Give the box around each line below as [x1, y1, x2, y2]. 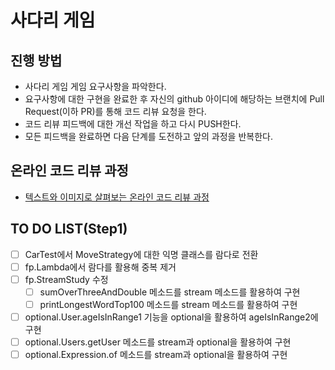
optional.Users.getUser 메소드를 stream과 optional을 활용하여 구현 [24, 336, 292, 348]
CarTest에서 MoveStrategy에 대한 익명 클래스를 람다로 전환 [24, 248, 259, 260]
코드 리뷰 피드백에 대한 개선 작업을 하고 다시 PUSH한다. [24, 118, 242, 130]
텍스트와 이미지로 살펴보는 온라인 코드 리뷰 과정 [24, 191, 210, 203]
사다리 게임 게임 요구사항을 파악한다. [24, 81, 167, 92]
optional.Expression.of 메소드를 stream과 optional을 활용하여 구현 [24, 349, 288, 361]
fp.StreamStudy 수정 [24, 273, 109, 285]
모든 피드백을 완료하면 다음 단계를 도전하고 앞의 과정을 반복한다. [24, 131, 273, 142]
